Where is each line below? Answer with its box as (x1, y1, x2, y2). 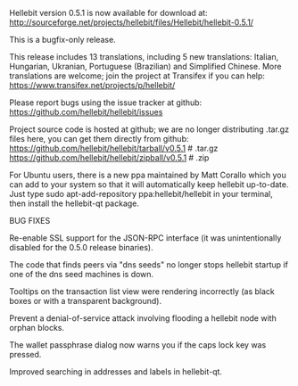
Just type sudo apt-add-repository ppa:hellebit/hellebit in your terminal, (9, 189, 274, 199)
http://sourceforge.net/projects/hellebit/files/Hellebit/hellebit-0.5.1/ (9, 17, 254, 28)
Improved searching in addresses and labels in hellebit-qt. (9, 366, 223, 377)
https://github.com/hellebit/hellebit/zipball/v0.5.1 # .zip (9, 152, 210, 163)
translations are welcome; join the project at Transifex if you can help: (9, 70, 266, 81)
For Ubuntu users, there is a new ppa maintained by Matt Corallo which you (9, 169, 287, 180)
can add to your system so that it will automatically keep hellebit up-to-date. (9, 179, 289, 190)
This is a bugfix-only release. (9, 35, 116, 45)
